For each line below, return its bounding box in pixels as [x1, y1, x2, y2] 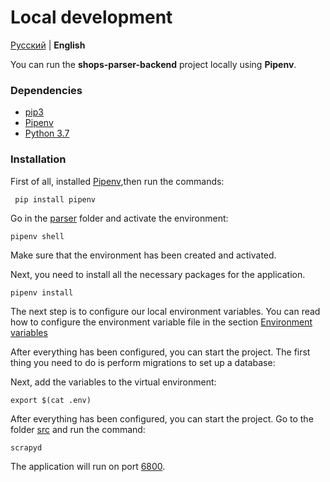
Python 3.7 [24, 127, 70, 140]
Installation [10, 152, 67, 166]
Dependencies [10, 83, 83, 97]
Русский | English [10, 39, 86, 51]
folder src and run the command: [10, 423, 146, 435]
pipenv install [10, 287, 74, 298]
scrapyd [10, 442, 43, 453]
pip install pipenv [14, 194, 97, 205]
